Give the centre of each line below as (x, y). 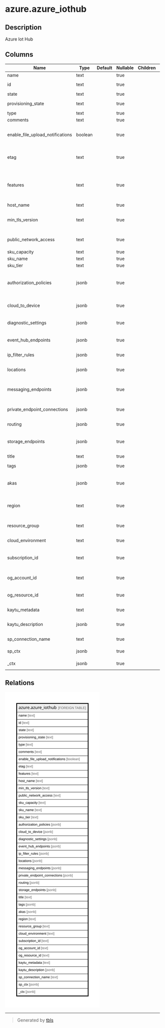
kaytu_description (25, 624)
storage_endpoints (26, 441)
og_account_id (22, 578)
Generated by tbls (35, 1020)
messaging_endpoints (29, 389)
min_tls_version (23, 220)
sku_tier (15, 265)
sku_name (17, 258)
